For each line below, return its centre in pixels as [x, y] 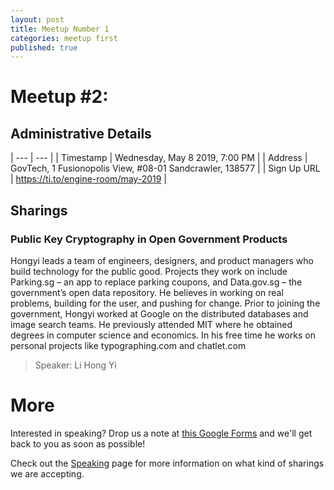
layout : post [37, 19]
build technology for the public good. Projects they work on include [149, 271]
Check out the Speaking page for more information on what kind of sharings [167, 463]
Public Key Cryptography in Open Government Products [149, 239]
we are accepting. [47, 473]
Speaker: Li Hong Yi [75, 365]
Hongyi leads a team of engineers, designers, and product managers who [162, 260]
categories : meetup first [64, 38]
